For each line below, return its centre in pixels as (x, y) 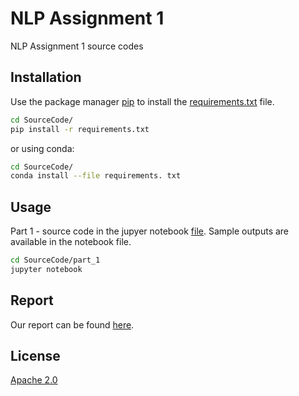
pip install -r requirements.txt (80, 129)
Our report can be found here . (72, 324)
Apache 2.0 (34, 380)
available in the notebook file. (71, 242)
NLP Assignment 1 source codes (77, 46)
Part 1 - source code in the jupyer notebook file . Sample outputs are (150, 231)
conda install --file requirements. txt (96, 176)
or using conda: (42, 148)
